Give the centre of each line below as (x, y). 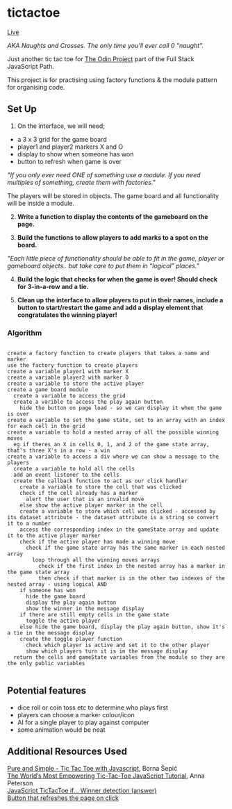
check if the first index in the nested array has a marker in (132, 566)
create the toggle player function (71, 639)
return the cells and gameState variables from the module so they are (119, 657)
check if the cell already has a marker (79, 493)
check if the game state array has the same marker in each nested (125, 548)
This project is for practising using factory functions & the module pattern (112, 80)
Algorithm (25, 333)
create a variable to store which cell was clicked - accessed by (118, 512)
